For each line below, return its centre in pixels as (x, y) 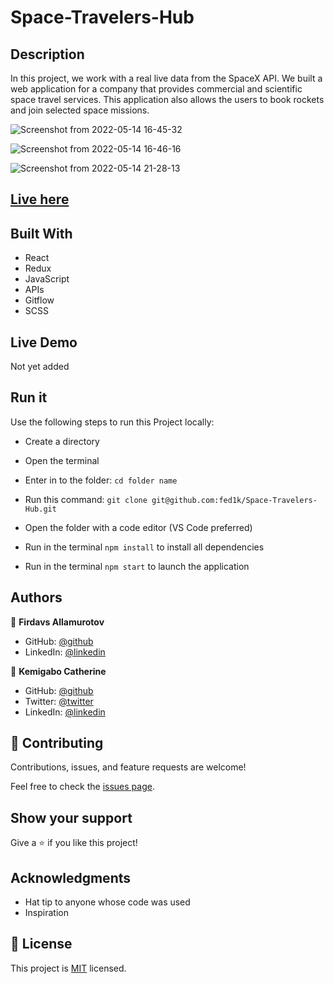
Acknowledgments (71, 877)
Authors (36, 597)
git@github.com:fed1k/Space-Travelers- (234, 500)
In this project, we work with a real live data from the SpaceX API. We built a (166, 78)
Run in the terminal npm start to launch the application (137, 566)
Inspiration (46, 913)
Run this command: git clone (86, 499)
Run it (29, 397)
